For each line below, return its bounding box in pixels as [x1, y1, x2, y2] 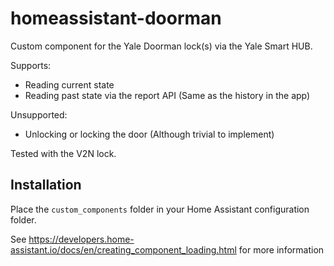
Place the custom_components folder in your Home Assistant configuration [10, 203, 310, 215]
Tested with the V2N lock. [10, 147, 117, 159]
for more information [238, 243, 325, 256]
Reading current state [24, 78, 115, 91]
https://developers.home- [28, 233, 135, 245]
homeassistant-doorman [10, 7, 222, 30]
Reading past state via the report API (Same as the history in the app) [24, 89, 311, 101]
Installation [10, 177, 82, 194]
